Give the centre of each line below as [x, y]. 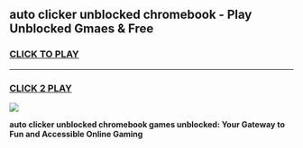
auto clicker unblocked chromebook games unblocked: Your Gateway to [147, 124]
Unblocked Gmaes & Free [82, 29]
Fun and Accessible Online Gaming [76, 134]
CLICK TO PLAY [44, 55]
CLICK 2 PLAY [41, 88]
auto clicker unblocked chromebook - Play [131, 15]
